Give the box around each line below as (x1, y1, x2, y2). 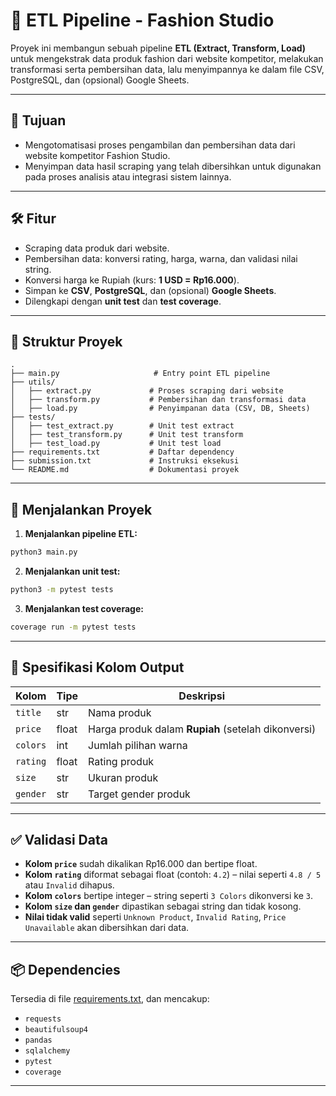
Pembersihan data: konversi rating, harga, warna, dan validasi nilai (24, 252, 298, 264)
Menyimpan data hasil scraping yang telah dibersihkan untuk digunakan (24, 160, 322, 172)
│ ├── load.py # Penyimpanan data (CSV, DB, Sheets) (10, 404, 311, 414)
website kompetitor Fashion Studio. (24, 149, 171, 161)
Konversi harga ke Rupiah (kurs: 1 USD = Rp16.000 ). (24, 274, 240, 286)
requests (24, 1014, 62, 1024)
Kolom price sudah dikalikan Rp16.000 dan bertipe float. (24, 858, 258, 870)
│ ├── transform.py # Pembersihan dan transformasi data (10, 395, 307, 405)
